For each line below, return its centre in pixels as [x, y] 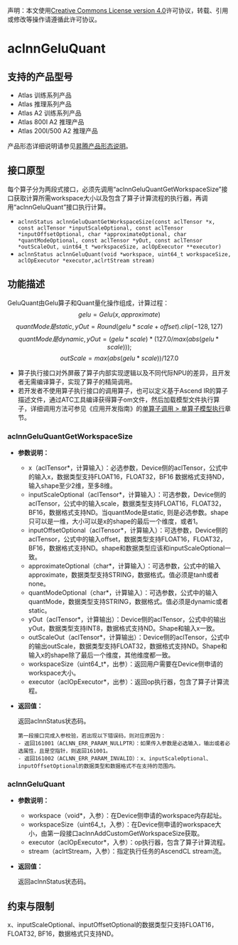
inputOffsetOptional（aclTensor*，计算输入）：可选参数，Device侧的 [128, 530]
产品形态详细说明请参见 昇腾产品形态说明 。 [70, 146]
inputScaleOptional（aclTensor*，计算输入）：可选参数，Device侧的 [127, 494]
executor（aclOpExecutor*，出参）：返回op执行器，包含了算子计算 [126, 681]
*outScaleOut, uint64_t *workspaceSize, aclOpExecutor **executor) [119, 247]
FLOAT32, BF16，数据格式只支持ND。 [63, 934]
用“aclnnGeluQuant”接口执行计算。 [59, 207]
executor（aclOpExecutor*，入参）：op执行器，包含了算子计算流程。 [129, 842]
